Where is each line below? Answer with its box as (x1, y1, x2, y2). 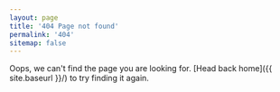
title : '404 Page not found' (9, 22, 119, 31)
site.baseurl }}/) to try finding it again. (9, 73, 149, 84)
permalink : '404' (9, 30, 75, 39)
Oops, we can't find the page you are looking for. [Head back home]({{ (9, 63, 273, 74)
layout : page (9, 13, 59, 23)
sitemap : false (9, 38, 67, 48)
